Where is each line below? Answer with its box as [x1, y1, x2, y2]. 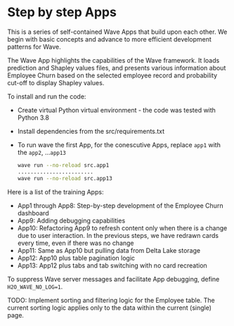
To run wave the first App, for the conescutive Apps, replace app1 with [17, 140, 221, 149]
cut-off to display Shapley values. [7, 78, 105, 87]
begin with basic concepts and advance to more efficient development [7, 35, 212, 43]
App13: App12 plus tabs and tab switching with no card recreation [17, 261, 207, 270]
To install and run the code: [7, 92, 86, 101]
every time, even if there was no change [17, 239, 135, 247]
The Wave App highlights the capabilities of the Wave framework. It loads [7, 56, 220, 64]
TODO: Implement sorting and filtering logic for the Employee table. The [7, 296, 216, 304]
